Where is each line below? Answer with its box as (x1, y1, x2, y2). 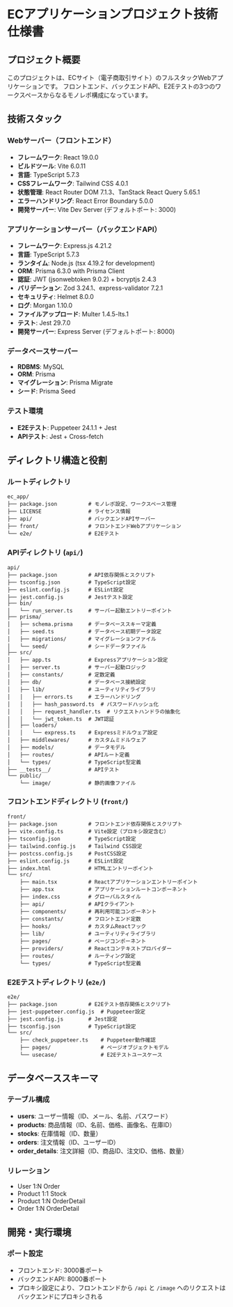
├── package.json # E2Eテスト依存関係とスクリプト (7, 1001, 172, 1008)
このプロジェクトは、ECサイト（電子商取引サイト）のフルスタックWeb (7, 74, 211, 82)
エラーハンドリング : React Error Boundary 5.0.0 (17, 196, 154, 205)
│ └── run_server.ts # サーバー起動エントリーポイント (7, 607, 172, 614)
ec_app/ (7, 493, 30, 500)
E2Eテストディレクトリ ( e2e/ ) (7, 977, 106, 987)
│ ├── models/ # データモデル (7, 743, 126, 751)
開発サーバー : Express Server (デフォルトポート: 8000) (17, 327, 175, 335)
